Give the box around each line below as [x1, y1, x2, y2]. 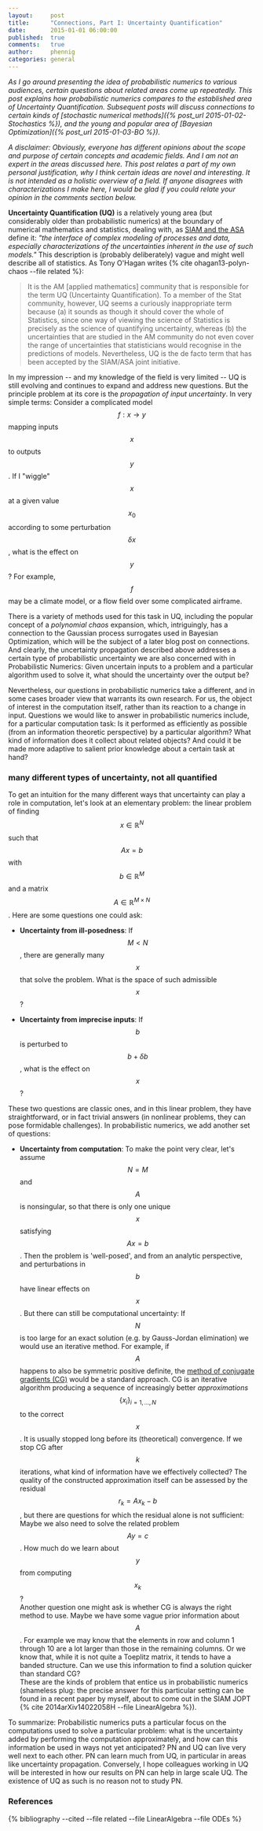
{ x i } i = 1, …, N [119, 1395, 157, 1407]
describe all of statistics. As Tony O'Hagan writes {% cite [8, 258, 193, 268]
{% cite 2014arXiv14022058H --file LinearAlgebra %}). [19, 1703, 197, 1712]
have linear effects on [19, 1284, 90, 1293]
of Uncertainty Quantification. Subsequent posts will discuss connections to [8, 102, 255, 111]
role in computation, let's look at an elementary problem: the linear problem [8, 798, 252, 807]
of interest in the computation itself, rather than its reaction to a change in [8, 702, 246, 711]
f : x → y [117, 410, 147, 419]
